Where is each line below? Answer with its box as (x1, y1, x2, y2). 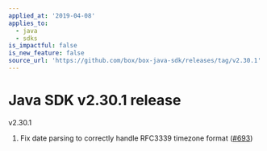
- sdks (15, 34, 38, 43)
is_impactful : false (8, 42, 78, 50)
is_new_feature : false (8, 49, 85, 57)
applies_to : (8, 19, 48, 27)
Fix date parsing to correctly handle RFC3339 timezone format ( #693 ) (19, 133, 253, 143)
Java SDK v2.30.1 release (8, 92, 181, 109)
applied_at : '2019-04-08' (8, 11, 95, 20)
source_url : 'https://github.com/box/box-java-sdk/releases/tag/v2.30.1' (8, 57, 262, 65)
